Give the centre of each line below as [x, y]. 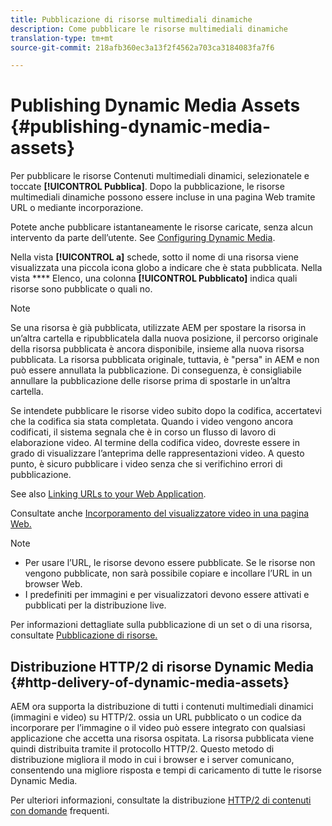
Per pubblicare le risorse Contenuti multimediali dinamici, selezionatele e [160, 176]
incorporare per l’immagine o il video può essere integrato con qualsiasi [158, 727]
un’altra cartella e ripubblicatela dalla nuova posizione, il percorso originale [164, 338]
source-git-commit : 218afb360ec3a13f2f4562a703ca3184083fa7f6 [142, 47]
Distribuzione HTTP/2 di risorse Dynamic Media [162, 666]
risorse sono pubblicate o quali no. [81, 289]
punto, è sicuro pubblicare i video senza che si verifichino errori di [146, 464]
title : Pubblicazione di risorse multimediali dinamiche [131, 19]
